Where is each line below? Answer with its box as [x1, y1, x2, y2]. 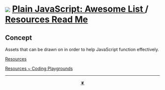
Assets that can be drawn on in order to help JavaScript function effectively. [5, 47, 160, 52]
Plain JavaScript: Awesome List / [12, 3, 149, 15]
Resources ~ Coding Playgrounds [5, 65, 73, 71]
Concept [5, 33, 32, 42]
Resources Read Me [5, 14, 88, 25]
